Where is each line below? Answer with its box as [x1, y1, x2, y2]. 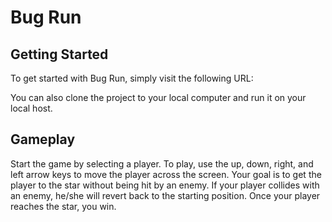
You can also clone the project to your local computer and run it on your [10, 92, 307, 103]
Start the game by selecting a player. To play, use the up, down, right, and [10, 157, 314, 170]
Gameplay [10, 131, 76, 148]
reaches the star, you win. [10, 200, 117, 212]
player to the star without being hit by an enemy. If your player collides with [10, 179, 320, 191]
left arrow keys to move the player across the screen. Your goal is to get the [10, 168, 322, 180]
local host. [10, 102, 53, 114]
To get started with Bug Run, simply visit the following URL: [10, 72, 254, 84]
